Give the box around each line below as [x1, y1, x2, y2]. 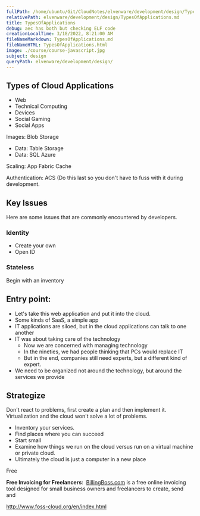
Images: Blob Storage [6, 133, 60, 141]
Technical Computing [14, 102, 67, 110]
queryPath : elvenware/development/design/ [6, 58, 113, 64]
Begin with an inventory [6, 276, 64, 284]
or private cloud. [14, 449, 55, 456]
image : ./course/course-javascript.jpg [6, 48, 105, 54]
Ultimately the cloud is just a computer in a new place [14, 456, 146, 463]
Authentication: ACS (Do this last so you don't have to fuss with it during [6, 174, 183, 182]
